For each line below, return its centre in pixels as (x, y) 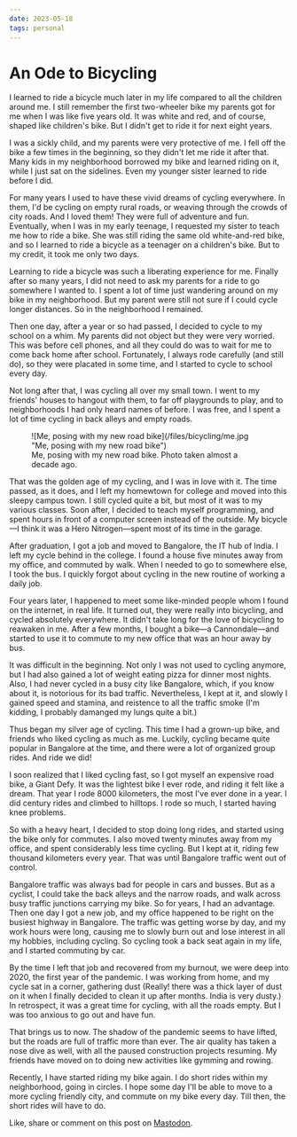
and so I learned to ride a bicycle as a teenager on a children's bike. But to (145, 245)
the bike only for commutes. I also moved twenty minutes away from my (141, 839)
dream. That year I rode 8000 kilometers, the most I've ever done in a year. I (148, 794)
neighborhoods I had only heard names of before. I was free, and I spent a (145, 410)
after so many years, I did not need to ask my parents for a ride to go (134, 281)
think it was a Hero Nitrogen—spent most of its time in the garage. (142, 529)
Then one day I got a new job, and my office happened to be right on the (142, 913)
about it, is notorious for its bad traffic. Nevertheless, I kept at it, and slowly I (148, 694)
